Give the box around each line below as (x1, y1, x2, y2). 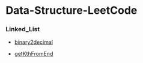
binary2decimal (14, 38, 53, 46)
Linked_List (5, 25, 40, 34)
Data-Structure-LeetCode (5, 4, 138, 17)
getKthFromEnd (14, 50, 53, 58)
